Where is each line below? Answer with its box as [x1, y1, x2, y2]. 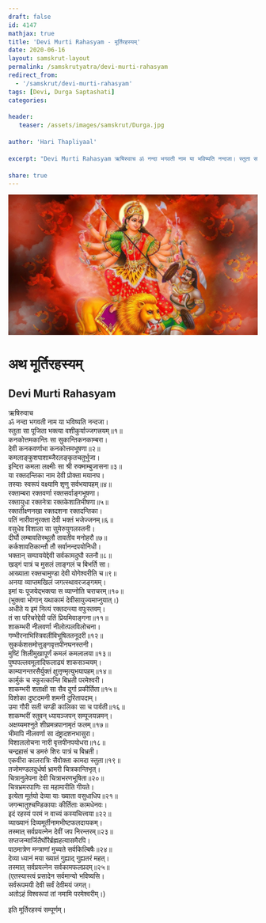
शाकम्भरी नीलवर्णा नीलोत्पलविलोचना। [8, 621, 101, 631]
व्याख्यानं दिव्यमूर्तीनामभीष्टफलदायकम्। [8, 818, 103, 827]
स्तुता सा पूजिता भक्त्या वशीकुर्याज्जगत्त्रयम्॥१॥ [8, 426, 123, 435]
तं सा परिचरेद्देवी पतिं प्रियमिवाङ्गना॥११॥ [8, 613, 109, 622]
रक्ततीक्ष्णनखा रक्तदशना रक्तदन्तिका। [8, 506, 103, 515]
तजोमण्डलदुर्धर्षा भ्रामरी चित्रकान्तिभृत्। [8, 764, 101, 773]
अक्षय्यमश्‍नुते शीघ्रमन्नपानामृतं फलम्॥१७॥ [8, 720, 108, 729]
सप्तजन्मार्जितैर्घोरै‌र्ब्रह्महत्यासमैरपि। [8, 835, 91, 845]
